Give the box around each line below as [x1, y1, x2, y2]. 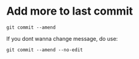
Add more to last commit [6, 4, 133, 18]
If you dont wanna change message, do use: [6, 35, 118, 42]
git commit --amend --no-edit [6, 47, 84, 53]
